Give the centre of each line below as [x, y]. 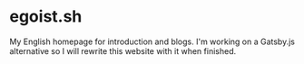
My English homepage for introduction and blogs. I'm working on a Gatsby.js [152, 41]
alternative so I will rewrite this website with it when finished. [123, 50]
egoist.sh [46, 17]
